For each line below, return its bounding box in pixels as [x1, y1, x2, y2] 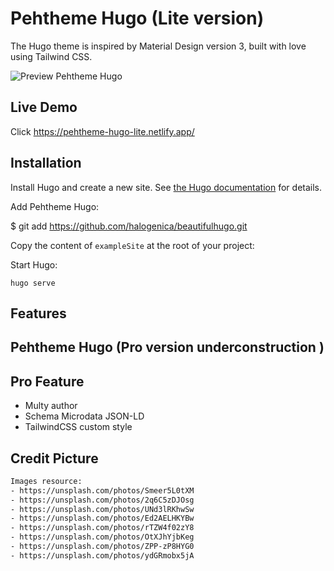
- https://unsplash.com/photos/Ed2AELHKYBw [10, 513, 195, 524]
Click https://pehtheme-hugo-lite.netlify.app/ [10, 125, 195, 137]
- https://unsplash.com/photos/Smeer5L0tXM [10, 485, 195, 496]
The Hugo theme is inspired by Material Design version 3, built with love [10, 40, 307, 52]
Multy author [24, 400, 78, 412]
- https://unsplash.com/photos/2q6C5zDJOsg [10, 495, 195, 505]
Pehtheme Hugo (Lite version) [10, 7, 265, 30]
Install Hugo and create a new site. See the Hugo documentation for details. [10, 181, 323, 193]
